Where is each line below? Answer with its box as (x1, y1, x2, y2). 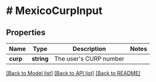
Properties (6, 28, 46, 37)
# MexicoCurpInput (6, 4, 103, 18)
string (31, 54, 49, 63)
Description (72, 45, 106, 53)
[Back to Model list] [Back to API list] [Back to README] (6, 70, 141, 77)
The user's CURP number (54, 54, 125, 63)
